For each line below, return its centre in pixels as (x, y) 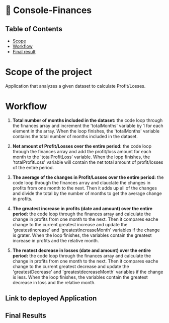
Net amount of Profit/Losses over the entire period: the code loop (82, 146)
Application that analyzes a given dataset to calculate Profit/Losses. (75, 86)
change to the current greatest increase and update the (70, 224)
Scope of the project (49, 72)
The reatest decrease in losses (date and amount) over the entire (81, 250)
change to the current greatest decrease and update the (71, 266)
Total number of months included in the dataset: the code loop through (88, 120)
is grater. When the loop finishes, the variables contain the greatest (82, 235)
